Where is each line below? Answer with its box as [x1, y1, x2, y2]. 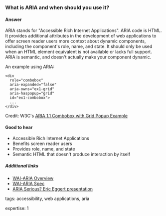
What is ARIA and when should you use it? [5, 4, 110, 11]
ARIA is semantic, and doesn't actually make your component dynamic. [5, 54, 152, 60]
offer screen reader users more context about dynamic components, [5, 38, 146, 44]
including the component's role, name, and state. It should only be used [5, 43, 153, 49]
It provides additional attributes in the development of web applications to [5, 33, 157, 39]
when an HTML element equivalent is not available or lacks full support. [5, 49, 152, 55]
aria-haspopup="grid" [9, 91, 55, 96]
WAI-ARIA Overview [12, 175, 54, 181]
